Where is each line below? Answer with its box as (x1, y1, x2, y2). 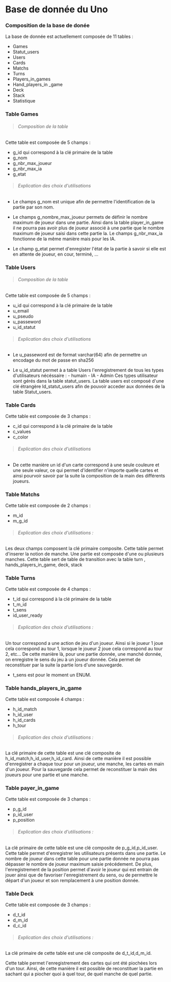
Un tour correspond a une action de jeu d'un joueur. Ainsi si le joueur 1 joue (5, 640, 163, 646)
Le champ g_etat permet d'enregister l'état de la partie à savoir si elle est (12, 245, 166, 252)
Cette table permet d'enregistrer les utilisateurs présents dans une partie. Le (5, 850, 166, 856)
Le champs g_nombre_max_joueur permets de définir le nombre (12, 214, 148, 220)
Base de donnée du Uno (5, 4, 108, 15)
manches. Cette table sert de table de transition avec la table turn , (5, 556, 145, 562)
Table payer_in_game (5, 785, 60, 792)
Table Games (5, 111, 39, 118)
